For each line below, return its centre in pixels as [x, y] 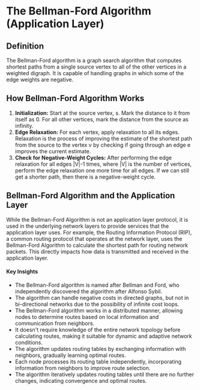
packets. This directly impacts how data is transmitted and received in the [98, 251]
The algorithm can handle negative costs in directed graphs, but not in [102, 297]
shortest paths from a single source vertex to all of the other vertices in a [96, 67]
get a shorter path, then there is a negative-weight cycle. [85, 177]
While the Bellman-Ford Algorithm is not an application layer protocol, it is [97, 219]
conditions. [29, 342]
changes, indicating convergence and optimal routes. [81, 380]
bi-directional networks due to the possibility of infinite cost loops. [97, 304]
